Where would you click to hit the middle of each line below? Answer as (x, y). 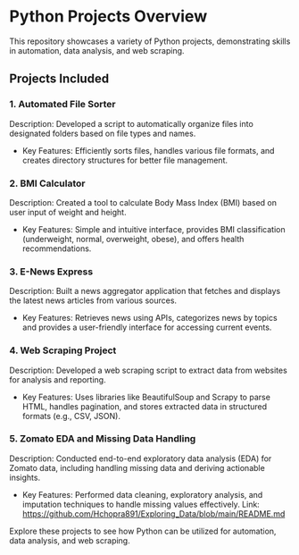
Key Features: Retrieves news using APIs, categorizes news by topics (150, 318)
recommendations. (57, 248)
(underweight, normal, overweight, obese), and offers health (133, 239)
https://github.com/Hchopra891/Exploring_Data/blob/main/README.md (154, 513)
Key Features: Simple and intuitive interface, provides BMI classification (154, 229)
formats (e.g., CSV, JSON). (71, 416)
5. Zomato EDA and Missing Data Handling (103, 439)
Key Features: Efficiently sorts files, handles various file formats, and (148, 150)
